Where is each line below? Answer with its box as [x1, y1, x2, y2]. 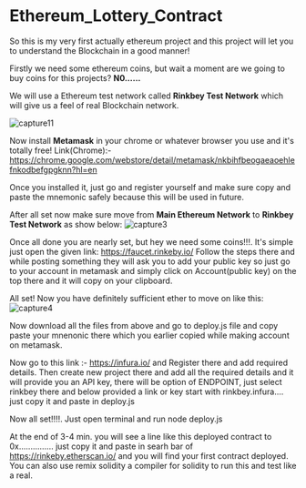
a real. [9, 470, 34, 481]
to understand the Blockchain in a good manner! [9, 45, 190, 56]
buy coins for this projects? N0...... [9, 72, 141, 83]
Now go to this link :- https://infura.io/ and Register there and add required [9, 357, 289, 368]
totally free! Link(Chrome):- [9, 145, 112, 156]
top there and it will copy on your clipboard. [9, 275, 173, 286]
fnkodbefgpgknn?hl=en [9, 164, 97, 175]
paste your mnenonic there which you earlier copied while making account [9, 330, 290, 341]
